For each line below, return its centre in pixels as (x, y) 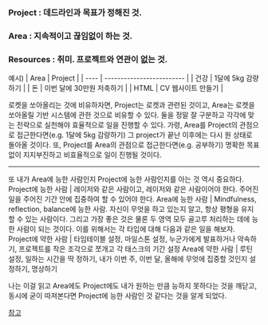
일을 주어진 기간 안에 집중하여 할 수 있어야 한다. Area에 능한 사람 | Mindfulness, (132, 199)
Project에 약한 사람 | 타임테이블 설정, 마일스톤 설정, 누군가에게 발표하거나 (122, 239)
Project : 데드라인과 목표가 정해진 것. (75, 12)
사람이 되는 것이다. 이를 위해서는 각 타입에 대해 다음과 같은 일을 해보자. (126, 229)
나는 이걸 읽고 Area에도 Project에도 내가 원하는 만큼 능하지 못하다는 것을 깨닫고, (133, 286)
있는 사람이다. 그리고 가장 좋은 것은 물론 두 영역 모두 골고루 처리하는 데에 (138, 219)
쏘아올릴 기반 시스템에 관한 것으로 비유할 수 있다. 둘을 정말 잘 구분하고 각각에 (127, 115)
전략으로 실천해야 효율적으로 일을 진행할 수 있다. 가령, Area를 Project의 (127, 125)
